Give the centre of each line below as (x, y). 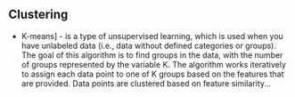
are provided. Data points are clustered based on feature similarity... (146, 83)
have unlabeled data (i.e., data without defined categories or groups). (149, 45)
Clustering (38, 15)
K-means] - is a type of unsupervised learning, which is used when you (152, 36)
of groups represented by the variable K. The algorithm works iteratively (154, 64)
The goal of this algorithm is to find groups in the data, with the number (152, 55)
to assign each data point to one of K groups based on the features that (152, 74)
